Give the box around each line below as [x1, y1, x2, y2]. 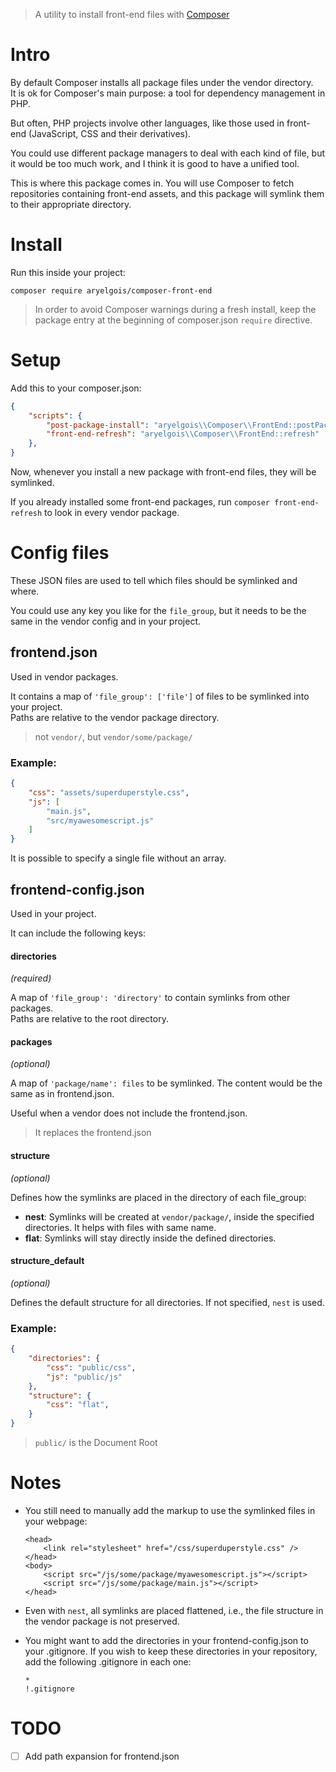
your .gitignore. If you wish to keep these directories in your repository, [24, 1645, 318, 1657]
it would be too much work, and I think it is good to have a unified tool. [10, 157, 300, 169]
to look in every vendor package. [44, 507, 180, 519]
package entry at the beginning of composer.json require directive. [34, 314, 313, 326]
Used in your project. [10, 908, 97, 920]
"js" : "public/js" [46, 1372, 123, 1382]
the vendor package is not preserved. [24, 1615, 180, 1627]
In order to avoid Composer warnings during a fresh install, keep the [34, 303, 317, 315]
